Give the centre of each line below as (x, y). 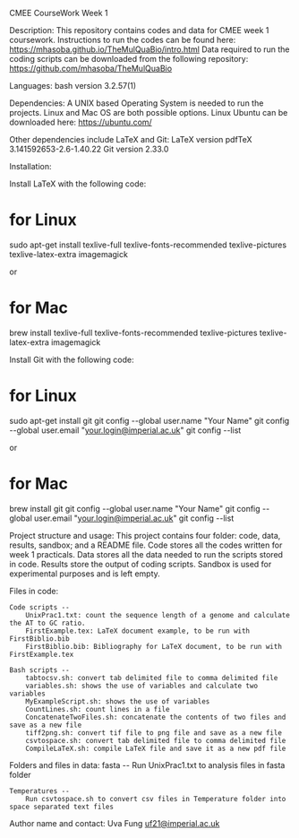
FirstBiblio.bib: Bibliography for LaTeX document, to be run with (154, 646)
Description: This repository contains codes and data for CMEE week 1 (139, 30)
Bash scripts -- (39, 670)
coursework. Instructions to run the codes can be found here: (123, 40)
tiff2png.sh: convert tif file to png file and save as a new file (154, 733)
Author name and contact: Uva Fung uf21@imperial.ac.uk (115, 823)
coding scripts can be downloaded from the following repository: (129, 59)
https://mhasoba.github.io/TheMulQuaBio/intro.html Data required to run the (149, 49)
